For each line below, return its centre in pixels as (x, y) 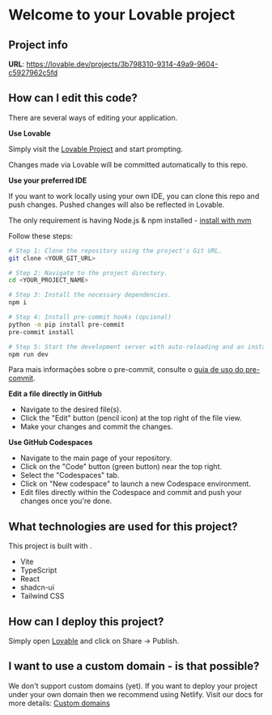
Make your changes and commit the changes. (96, 427)
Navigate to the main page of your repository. (96, 458)
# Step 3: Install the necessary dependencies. (90, 295)
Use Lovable (30, 133)
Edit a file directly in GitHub (55, 394)
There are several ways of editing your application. (93, 117)
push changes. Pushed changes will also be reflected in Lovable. (117, 205)
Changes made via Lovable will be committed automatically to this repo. (128, 164)
